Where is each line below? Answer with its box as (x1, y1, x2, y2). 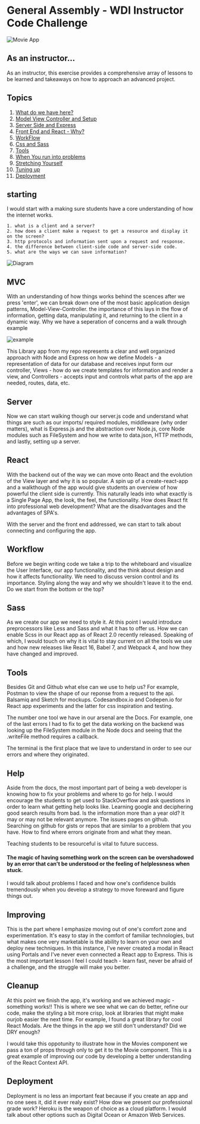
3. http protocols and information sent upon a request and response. (7, 239, 186, 245)
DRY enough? (7, 1028, 40, 1036)
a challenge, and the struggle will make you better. (7, 963, 130, 971)
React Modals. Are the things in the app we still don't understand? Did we (7, 1022, 187, 1029)
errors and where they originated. (7, 751, 89, 758)
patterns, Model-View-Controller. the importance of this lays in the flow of (7, 306, 188, 313)
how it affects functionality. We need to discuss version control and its (7, 572, 179, 580)
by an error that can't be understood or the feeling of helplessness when (7, 860, 190, 867)
